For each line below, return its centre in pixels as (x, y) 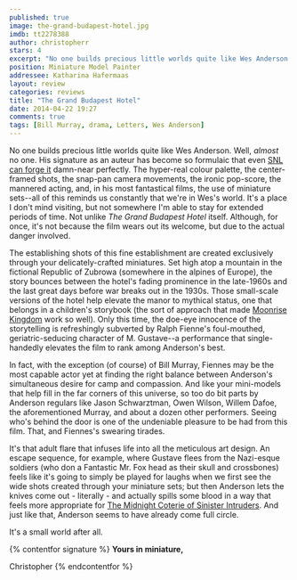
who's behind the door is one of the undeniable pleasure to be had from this (148, 421)
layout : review (37, 84)
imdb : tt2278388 (39, 34)
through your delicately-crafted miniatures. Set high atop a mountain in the (146, 262)
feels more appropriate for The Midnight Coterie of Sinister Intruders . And (144, 505)
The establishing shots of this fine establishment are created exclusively (141, 253)
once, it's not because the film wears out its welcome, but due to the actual (147, 226)
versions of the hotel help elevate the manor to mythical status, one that (141, 300)
